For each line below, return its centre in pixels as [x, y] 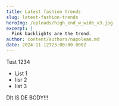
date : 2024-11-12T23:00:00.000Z [46, 45]
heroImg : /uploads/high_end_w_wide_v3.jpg [59, 23]
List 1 [21, 73]
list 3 [21, 86]
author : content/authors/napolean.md [53, 39]
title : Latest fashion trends [44, 12]
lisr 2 [21, 79]
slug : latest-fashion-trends [42, 17]
